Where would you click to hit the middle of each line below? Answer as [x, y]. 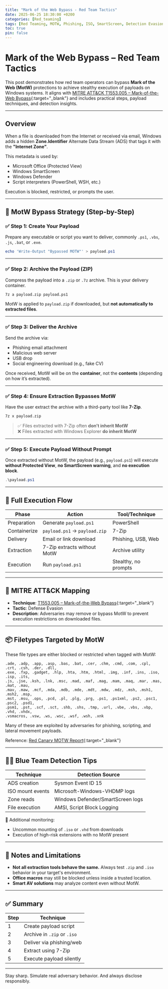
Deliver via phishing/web [53, 942]
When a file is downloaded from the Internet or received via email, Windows [83, 136]
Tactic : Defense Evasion [38, 608]
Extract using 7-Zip [47, 950]
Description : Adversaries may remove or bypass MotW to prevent [80, 613]
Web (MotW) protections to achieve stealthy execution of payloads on [77, 87]
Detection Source [98, 774]
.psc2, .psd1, [20, 703]
